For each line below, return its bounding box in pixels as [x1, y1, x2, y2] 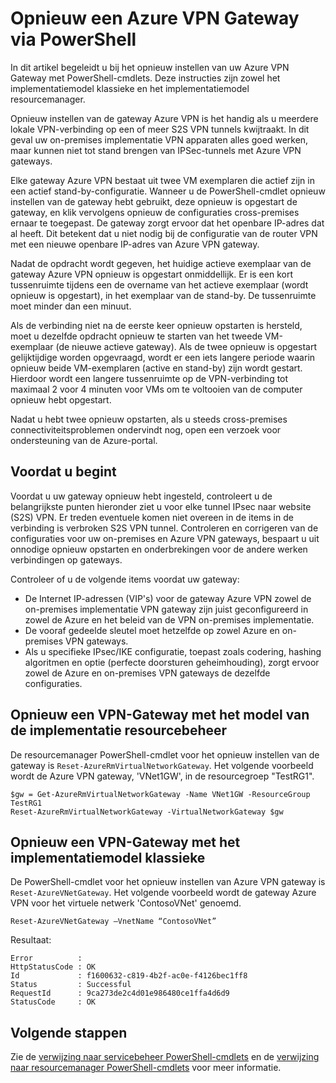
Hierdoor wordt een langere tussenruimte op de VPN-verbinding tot [10, 372, 289, 384]
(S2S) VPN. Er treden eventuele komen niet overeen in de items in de [10, 511, 294, 523]
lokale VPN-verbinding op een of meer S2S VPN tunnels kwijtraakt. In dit [10, 123, 310, 135]
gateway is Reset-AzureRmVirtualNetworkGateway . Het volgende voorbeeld [10, 759, 314, 771]
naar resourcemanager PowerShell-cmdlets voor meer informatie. [10, 1062, 282, 1074]
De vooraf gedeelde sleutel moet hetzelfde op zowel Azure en [24, 624, 280, 636]
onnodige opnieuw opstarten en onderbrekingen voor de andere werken [10, 543, 308, 555]
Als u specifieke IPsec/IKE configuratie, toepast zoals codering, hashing [24, 645, 322, 657]
